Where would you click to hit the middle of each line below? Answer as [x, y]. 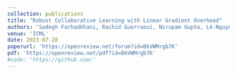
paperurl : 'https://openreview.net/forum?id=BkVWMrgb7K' [93, 47]
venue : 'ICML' [28, 33]
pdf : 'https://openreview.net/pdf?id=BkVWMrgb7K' [82, 54]
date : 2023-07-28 [33, 40]
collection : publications [45, 14]
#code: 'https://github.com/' [52, 60]
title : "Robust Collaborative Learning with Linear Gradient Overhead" [115, 20]
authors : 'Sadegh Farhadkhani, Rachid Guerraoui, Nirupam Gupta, [105, 27]
